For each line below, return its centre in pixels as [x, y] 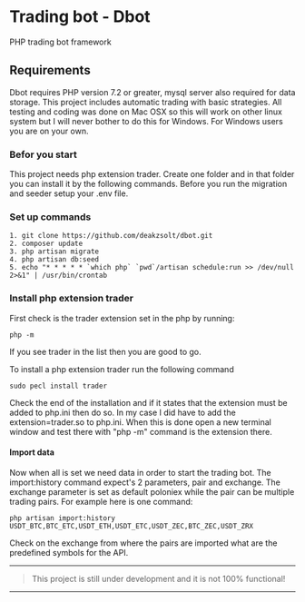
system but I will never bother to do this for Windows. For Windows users [146, 121]
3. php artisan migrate [54, 252]
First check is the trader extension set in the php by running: [122, 318]
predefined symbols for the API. [69, 552]
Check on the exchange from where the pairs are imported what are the [143, 543]
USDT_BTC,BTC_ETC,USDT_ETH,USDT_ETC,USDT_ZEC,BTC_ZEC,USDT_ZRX [132, 526]
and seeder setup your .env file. [69, 193]
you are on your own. [49, 131]
